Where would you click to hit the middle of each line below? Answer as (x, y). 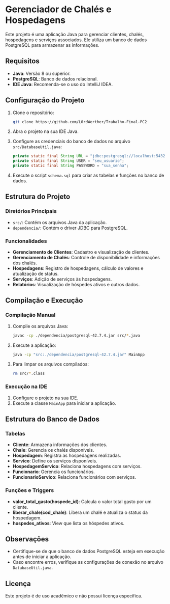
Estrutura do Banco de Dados (53, 419)
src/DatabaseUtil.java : (37, 147)
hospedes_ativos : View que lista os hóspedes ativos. (69, 523)
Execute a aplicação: (34, 345)
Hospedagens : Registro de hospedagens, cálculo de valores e (78, 268)
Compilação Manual (30, 315)
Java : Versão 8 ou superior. (42, 73)
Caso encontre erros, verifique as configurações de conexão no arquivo (88, 562)
